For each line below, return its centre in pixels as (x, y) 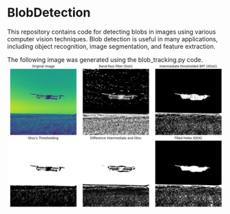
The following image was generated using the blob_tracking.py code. (105, 59)
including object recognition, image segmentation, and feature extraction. (111, 46)
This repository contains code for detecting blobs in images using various (112, 32)
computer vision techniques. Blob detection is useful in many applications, (113, 39)
